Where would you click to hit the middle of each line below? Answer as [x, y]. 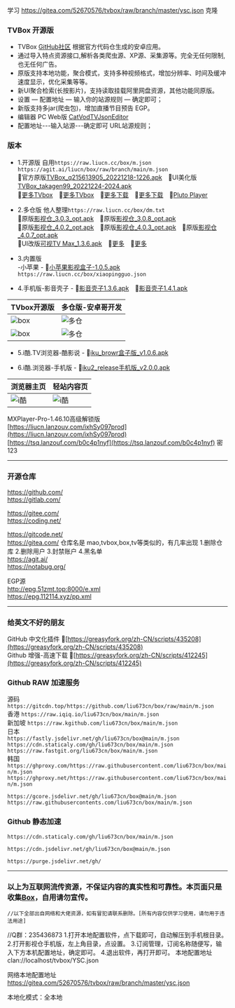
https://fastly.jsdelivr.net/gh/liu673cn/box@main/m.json [93, 739]
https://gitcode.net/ [35, 534]
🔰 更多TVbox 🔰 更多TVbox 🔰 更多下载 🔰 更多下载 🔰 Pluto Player [113, 194]
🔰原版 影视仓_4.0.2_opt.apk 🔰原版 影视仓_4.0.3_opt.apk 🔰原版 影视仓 [117, 227]
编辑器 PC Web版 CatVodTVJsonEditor [73, 117]
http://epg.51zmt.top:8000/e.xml [54, 589]
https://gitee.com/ [33, 513]
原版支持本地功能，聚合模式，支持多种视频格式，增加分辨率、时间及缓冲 [121, 73]
